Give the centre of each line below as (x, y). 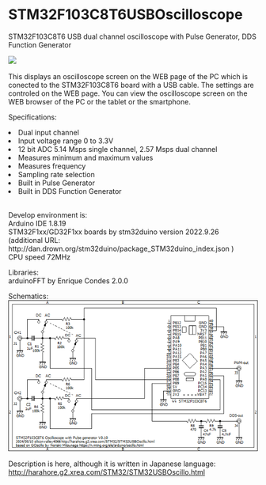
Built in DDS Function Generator (70, 191)
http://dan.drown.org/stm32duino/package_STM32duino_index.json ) (121, 248)
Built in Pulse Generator (57, 183)
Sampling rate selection (57, 174)
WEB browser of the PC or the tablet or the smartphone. (100, 101)
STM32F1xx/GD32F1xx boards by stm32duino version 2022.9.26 (114, 232)
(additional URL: (34, 240)
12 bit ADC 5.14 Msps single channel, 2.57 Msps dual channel (118, 149)
